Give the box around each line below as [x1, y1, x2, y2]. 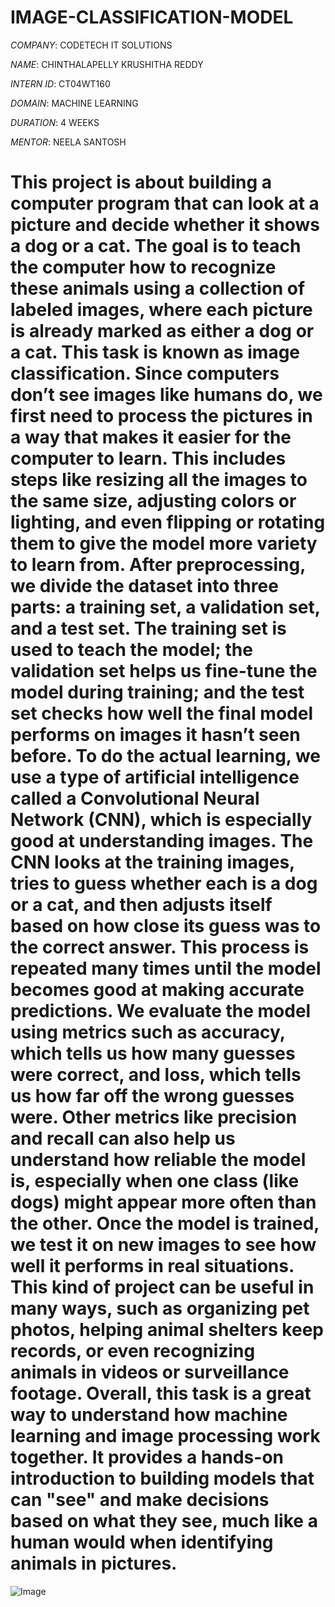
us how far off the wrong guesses [10, 1085, 295, 1108]
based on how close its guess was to [10, 915, 322, 938]
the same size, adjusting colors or [10, 490, 297, 513]
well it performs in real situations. [10, 1255, 295, 1278]
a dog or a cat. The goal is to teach [10, 235, 302, 258]
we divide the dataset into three [10, 575, 279, 598]
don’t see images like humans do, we [10, 384, 323, 406]
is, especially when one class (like [10, 1170, 300, 1193]
